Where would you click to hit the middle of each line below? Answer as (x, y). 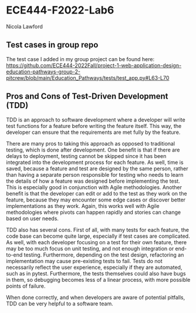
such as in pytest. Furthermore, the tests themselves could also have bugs (96, 273)
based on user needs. (32, 218)
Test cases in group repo (52, 45)
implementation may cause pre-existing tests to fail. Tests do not (84, 261)
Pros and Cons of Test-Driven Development (87, 97)
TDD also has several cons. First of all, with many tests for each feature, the (98, 230)
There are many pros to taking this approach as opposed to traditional (90, 143)
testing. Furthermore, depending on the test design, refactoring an (104, 255)
